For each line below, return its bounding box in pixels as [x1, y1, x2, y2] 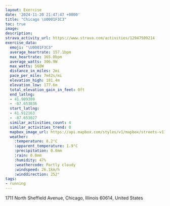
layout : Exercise [5, 7, 42, 13]
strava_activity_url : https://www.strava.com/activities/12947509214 [5, 36, 155, 41]
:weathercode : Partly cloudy [14, 162, 76, 167]
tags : [5, 176, 17, 182]
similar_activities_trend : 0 [10, 125, 71, 130]
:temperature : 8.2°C [14, 139, 58, 144]
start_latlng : [10, 106, 39, 111]
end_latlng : [10, 92, 35, 97]
